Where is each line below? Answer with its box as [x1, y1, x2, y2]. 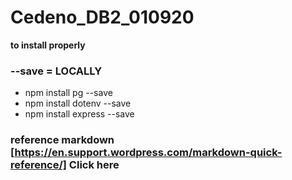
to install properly [10, 39, 86, 51]
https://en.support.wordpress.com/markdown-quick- [14, 146, 283, 160]
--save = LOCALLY [10, 64, 103, 78]
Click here [68, 158, 120, 172]
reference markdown [10, 133, 115, 147]
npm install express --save [24, 108, 135, 120]
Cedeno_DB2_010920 [10, 6, 195, 29]
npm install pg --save [24, 87, 113, 99]
